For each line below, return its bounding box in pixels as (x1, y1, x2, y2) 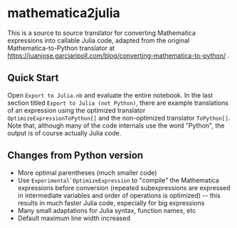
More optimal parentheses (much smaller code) (17, 168, 157, 177)
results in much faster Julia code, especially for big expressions (17, 198, 205, 207)
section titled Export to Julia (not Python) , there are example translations (7, 98, 229, 107)
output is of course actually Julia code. (7, 128, 122, 137)
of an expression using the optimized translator (7, 105, 146, 115)
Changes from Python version (7, 150, 144, 162)
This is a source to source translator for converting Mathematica (7, 28, 196, 37)
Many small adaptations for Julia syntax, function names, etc (17, 206, 196, 214)
